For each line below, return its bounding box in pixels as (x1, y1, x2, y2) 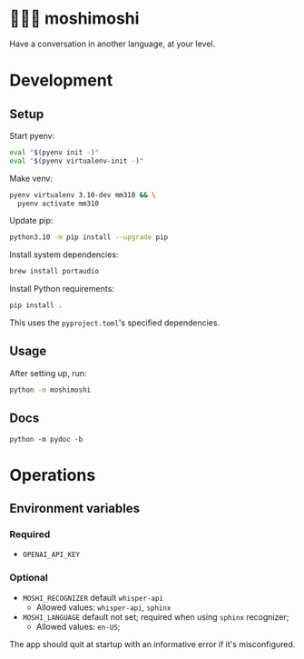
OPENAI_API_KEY (22, 550, 81, 560)
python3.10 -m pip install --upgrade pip (9, 233, 169, 242)
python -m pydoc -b (9, 434, 83, 444)
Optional (9, 572, 48, 584)
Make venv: (9, 173, 53, 184)
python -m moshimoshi (9, 385, 92, 394)
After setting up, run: (9, 367, 87, 378)
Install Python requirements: (9, 284, 115, 295)
